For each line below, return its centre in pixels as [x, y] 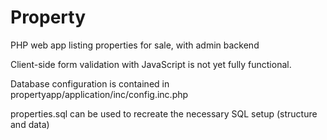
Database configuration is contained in [90, 83]
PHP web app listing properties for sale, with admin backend [135, 45]
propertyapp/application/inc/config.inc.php [99, 94]
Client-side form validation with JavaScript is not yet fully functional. [151, 64]
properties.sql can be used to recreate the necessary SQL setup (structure [164, 113]
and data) [30, 124]
